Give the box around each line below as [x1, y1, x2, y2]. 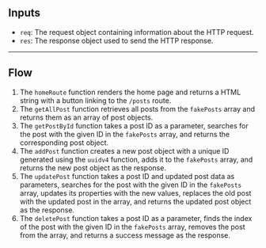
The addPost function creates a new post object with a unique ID [19, 146, 230, 155]
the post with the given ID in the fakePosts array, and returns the [19, 129, 230, 139]
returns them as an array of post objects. [19, 113, 154, 122]
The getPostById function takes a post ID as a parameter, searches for [19, 120, 249, 130]
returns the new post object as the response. [19, 162, 166, 173]
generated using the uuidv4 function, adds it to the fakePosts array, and [19, 155, 253, 164]
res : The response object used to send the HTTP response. [19, 36, 214, 45]
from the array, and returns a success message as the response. [19, 230, 231, 240]
